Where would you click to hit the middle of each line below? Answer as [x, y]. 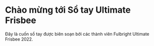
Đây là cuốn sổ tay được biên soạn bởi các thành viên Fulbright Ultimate [77, 34]
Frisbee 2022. [19, 39]
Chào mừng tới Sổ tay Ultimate [68, 10]
